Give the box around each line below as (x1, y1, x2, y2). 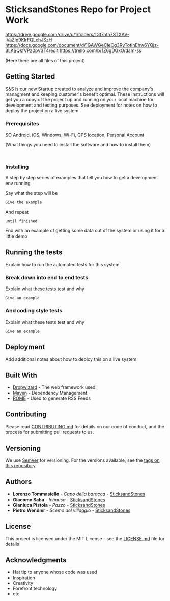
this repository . (5, 463, 37, 468)
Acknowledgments (5, 556, 67, 564)
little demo (5, 233, 27, 239)
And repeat (5, 209, 29, 215)
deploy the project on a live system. (5, 107, 80, 113)
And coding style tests (5, 307, 63, 315)
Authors (5, 478, 32, 486)
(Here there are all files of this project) (5, 57, 86, 63)
